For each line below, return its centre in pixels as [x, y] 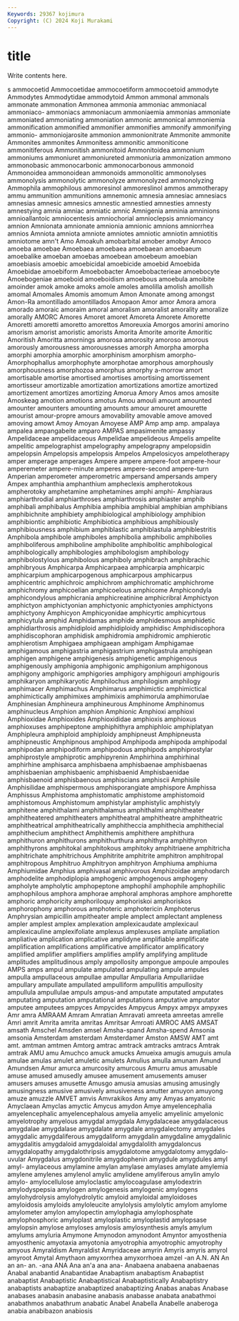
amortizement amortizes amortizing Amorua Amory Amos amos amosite [113, 393]
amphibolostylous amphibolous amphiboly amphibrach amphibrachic [109, 560]
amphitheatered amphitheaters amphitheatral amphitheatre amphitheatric [115, 818]
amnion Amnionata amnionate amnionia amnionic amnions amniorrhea [111, 226]
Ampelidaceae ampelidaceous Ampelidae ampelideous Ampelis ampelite [114, 438]
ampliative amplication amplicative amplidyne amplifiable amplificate [108, 939]
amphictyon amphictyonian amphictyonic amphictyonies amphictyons [110, 606]
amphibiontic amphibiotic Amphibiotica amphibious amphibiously [103, 522]
